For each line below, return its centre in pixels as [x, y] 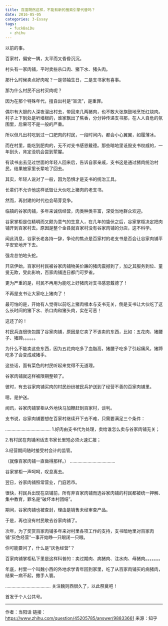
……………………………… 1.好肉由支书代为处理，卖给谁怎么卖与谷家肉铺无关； [82, 429]
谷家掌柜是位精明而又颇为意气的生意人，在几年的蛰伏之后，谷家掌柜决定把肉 [84, 221]
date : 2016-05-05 [23, 14]
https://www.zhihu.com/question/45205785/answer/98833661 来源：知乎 [81, 618]
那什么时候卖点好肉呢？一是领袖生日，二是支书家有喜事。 [64, 80]
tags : [11, 24]
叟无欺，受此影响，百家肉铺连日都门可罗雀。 [51, 272]
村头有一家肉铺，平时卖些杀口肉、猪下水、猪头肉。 [58, 69]
